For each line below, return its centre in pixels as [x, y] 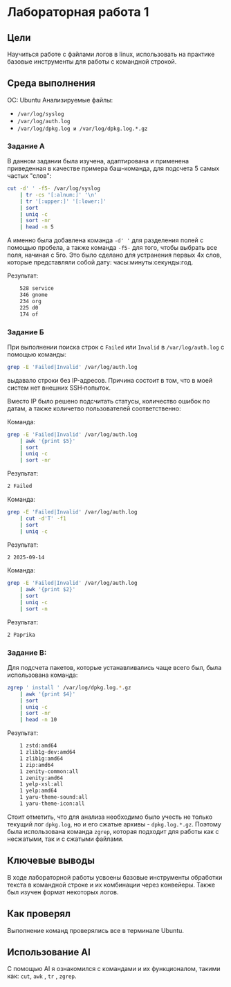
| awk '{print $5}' [48, 441]
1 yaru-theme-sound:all [54, 797]
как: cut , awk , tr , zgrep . [42, 976]
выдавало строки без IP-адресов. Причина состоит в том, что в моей [110, 380]
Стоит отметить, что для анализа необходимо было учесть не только [110, 817]
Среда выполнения [51, 83]
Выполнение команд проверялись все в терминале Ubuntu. [96, 930]
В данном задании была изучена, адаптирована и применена [98, 161]
